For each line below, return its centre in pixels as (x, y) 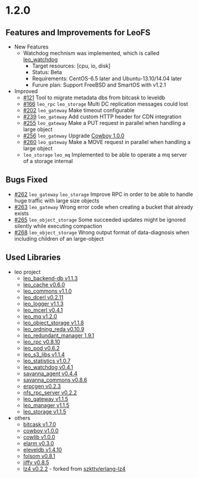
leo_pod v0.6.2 (41, 348)
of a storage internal (48, 161)
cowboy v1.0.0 (41, 430)
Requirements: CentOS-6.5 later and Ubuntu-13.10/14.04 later (107, 79)
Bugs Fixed (27, 180)
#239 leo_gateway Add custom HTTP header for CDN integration (102, 117)
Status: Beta (47, 72)
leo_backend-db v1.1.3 (50, 278)
